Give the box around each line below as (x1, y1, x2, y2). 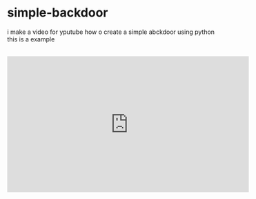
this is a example (7, 35, 55, 43)
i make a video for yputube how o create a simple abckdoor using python (7, 28, 215, 36)
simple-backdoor (7, 5, 108, 21)
